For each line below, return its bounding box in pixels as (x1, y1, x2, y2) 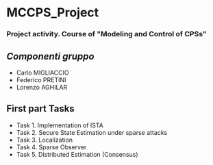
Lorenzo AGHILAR (16, 83, 68, 91)
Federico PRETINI (16, 75, 66, 84)
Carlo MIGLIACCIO (16, 68, 69, 77)
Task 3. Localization (16, 136, 73, 144)
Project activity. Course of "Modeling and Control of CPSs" (6, 29, 207, 39)
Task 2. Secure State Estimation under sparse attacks (16, 128, 168, 136)
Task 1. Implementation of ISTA (16, 121, 103, 129)
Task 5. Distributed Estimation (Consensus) (16, 150, 138, 158)
